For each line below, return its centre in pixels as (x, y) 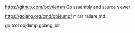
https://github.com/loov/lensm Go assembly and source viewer (68, 7)
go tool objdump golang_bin (33, 25)
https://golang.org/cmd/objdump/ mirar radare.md (55, 16)
